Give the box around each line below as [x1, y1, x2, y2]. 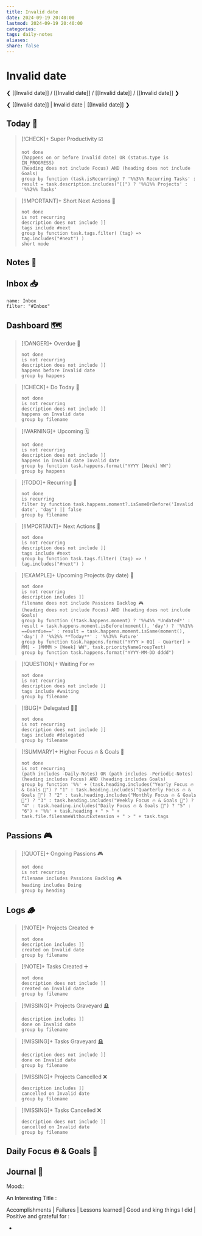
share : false [6, 43, 40, 49]
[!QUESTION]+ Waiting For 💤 [21, 660, 95, 667]
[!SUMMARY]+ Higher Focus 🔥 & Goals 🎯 [21, 748, 125, 755]
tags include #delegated [21, 732, 85, 738]
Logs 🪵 [6, 904, 35, 915]
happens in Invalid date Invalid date [21, 457, 120, 463]
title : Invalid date [6, 9, 59, 15]
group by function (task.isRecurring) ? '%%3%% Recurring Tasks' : [21, 176, 196, 182]
